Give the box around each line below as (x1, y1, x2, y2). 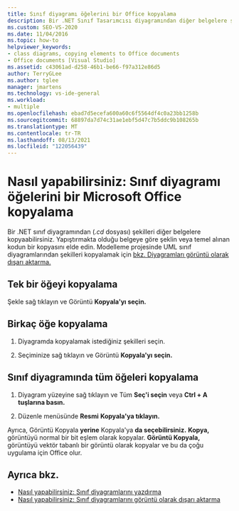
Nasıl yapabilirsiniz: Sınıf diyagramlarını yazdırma (17, 487, 161, 496)
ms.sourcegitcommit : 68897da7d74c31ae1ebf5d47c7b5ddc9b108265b (7, 116, 199, 123)
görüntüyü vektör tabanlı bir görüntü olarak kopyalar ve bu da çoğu (7, 440, 204, 449)
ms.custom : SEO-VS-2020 (7, 24, 78, 31)
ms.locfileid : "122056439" (7, 143, 87, 150)
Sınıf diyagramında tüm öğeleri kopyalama (7, 371, 199, 383)
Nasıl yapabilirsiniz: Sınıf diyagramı (7, 174, 221, 190)
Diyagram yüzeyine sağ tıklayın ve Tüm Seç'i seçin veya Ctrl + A (17, 390, 208, 399)
